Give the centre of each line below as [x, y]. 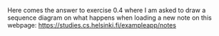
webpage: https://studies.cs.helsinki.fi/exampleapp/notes [92, 25]
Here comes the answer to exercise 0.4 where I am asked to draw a [107, 10]
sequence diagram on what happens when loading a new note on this [109, 18]
